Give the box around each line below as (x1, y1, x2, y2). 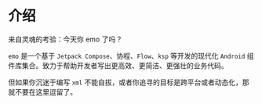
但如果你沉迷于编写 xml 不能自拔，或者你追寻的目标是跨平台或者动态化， (8, 77, 243, 87)
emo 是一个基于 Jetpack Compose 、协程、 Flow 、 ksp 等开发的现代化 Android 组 (8, 51, 254, 60)
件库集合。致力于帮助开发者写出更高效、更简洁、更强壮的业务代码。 (8, 60, 228, 70)
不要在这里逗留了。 (14, 87, 77, 96)
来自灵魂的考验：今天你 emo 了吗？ (8, 34, 123, 44)
